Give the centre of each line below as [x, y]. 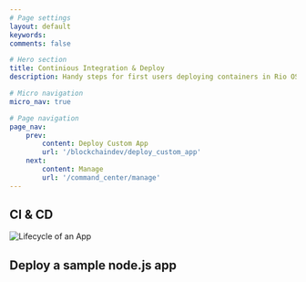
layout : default [40, 26]
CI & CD [31, 215]
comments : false [40, 43]
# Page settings [40, 18]
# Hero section [38, 60]
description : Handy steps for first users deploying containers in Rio [148, 77]
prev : [36, 135]
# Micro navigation [46, 93]
